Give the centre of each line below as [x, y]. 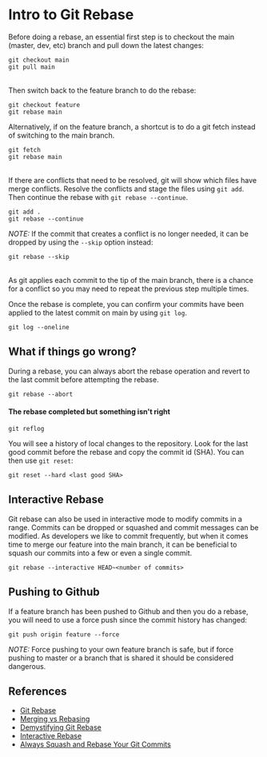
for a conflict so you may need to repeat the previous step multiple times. [129, 289]
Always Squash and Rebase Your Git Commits [96, 744]
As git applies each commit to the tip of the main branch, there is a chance [131, 280]
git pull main [32, 67]
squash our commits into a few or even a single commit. [100, 552]
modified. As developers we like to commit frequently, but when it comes [128, 536]
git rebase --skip [39, 257]
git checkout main [39, 60]
